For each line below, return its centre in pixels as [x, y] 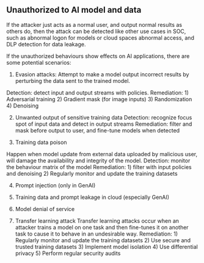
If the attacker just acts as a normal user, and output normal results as [94, 24]
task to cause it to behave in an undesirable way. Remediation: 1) [97, 234]
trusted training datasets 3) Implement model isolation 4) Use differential [107, 247]
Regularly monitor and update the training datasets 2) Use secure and [103, 240]
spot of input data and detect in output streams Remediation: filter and [104, 124]
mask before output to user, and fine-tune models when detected [97, 130]
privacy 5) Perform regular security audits [68, 253]
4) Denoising [23, 106]
